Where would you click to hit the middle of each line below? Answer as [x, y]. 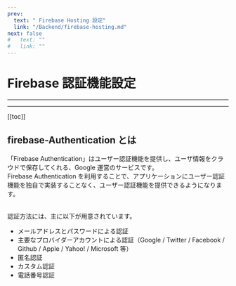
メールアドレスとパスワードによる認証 [73, 231]
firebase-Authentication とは [72, 140]
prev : [15, 14]
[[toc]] [17, 116]
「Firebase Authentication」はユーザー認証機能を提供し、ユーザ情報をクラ [116, 158]
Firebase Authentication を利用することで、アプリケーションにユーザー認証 [116, 176]
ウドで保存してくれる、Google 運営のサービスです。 [83, 167]
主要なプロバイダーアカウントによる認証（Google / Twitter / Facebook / [121, 240]
